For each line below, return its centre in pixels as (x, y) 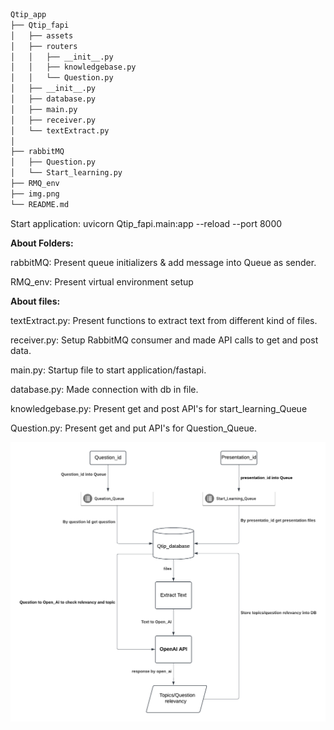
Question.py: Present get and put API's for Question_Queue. (133, 428)
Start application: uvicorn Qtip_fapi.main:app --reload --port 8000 (146, 223)
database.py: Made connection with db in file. (104, 389)
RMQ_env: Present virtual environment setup (102, 281)
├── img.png (35, 194)
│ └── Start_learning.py (66, 173)
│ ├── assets (42, 35)
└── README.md (40, 204)
